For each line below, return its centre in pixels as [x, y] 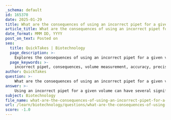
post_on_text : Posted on [32, 39]
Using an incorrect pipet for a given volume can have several [83, 91]
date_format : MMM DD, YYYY [34, 34]
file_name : [17, 100]
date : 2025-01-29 [24, 19]
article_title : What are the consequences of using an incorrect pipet [83, 29]
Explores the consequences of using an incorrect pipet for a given [89, 57]
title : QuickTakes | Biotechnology [48, 48]
